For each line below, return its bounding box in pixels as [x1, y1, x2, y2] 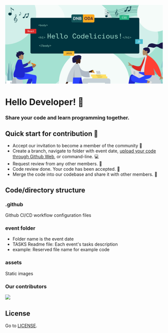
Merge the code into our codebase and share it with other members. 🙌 [12, 171, 157, 177]
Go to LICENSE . [5, 323, 37, 329]
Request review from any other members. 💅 [12, 161, 102, 167]
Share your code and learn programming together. [5, 114, 130, 121]
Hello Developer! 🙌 [5, 96, 84, 107]
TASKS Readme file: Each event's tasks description [12, 241, 118, 247]
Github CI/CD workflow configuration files [5, 212, 91, 218]
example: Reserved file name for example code [12, 247, 110, 253]
